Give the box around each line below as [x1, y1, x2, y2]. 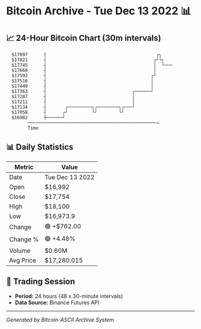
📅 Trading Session [6, 276, 75, 287]
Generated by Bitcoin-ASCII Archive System [6, 316, 114, 323]
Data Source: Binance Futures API [14, 298, 100, 306]
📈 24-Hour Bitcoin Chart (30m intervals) [6, 33, 162, 43]
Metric [14, 162, 34, 171]
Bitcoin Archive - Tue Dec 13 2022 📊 [6, 4, 191, 18]
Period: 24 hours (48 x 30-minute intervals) [14, 292, 123, 300]
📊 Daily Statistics [6, 142, 74, 152]
